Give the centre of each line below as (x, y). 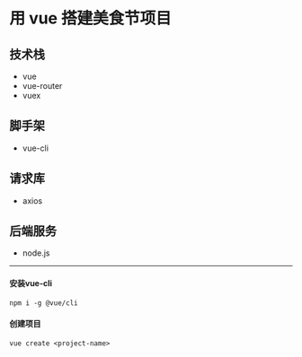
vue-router (42, 86)
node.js (36, 253)
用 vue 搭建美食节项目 (91, 18)
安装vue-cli (31, 283)
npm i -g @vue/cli (44, 303)
